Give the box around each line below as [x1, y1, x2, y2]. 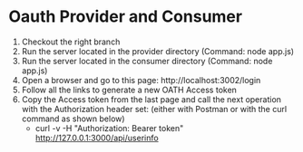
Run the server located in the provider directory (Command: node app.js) [21, 45, 295, 56]
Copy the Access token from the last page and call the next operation [21, 93, 282, 105]
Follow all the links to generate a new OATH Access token [21, 84, 238, 95]
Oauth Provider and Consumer [8, 6, 242, 27]
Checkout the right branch [21, 36, 121, 47]
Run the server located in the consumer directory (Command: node [21, 55, 273, 66]
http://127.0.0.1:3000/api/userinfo [34, 132, 160, 143]
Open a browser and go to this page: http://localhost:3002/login [21, 74, 261, 85]
